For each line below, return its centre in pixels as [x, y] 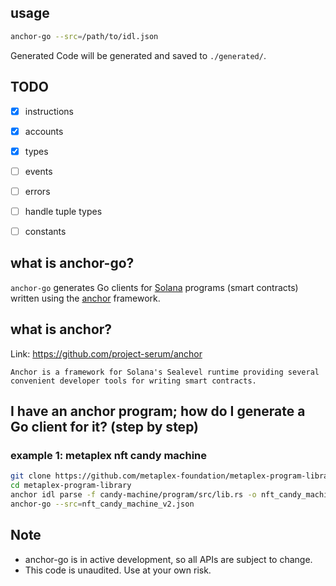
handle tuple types [63, 211]
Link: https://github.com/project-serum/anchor [106, 353]
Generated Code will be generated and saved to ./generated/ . [138, 55]
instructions [49, 111]
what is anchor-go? [72, 263]
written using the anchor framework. [85, 298]
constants [45, 231]
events [38, 171]
